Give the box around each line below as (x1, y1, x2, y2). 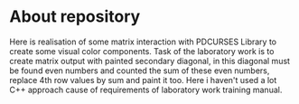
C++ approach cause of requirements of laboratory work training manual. (9, 84, 283, 95)
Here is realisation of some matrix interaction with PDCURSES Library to (9, 36, 277, 47)
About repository (9, 6, 141, 27)
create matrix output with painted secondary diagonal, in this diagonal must (9, 55, 291, 66)
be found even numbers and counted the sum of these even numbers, (9, 65, 270, 76)
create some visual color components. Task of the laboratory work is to (9, 45, 275, 56)
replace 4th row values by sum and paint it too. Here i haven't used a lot (9, 74, 277, 85)
